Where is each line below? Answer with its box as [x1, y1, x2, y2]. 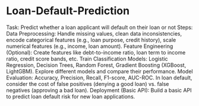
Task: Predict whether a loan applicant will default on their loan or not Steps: [6, 24, 193, 31]
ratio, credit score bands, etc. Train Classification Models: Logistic [6, 55, 168, 62]
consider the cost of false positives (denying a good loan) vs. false [6, 80, 169, 87]
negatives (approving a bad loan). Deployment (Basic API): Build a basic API [6, 86, 192, 94]
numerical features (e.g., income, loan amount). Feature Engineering [6, 43, 173, 50]
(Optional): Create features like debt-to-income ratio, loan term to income [6, 49, 186, 56]
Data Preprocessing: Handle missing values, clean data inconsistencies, [6, 30, 182, 37]
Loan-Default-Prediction [6, 4, 129, 18]
